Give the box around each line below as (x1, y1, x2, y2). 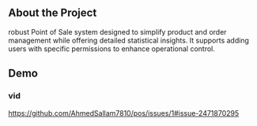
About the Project (8, 6, 97, 20)
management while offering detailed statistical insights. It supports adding (8, 35, 249, 45)
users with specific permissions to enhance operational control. (8, 43, 216, 54)
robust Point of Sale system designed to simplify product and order (8, 27, 227, 36)
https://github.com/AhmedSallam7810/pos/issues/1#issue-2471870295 (8, 108, 240, 117)
